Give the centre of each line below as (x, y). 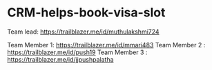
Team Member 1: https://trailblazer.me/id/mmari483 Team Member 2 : (106, 45)
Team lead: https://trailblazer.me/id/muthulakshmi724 (84, 32)
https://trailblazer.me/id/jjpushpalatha (60, 59)
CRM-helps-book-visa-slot (86, 13)
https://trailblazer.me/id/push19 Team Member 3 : (77, 52)
